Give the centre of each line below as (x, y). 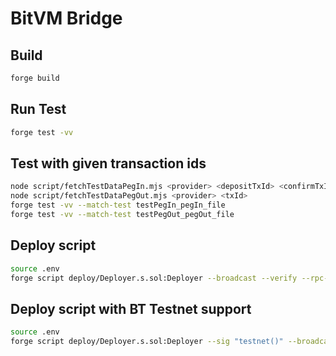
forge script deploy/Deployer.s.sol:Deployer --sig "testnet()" (147, 342)
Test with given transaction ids (108, 163)
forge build (35, 78)
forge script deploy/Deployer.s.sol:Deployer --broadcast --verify (154, 278)
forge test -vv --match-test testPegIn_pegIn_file (118, 205)
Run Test (38, 109)
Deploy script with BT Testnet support (131, 308)
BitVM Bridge (66, 18)
